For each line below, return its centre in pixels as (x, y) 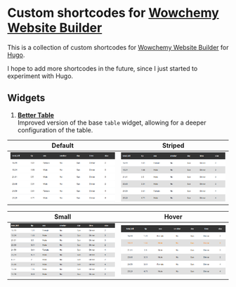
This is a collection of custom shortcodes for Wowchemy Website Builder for (118, 47)
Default (63, 146)
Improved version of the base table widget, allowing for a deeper (112, 122)
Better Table (36, 115)
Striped (173, 146)
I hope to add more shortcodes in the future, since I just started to (103, 68)
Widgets (26, 98)
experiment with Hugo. (40, 76)
